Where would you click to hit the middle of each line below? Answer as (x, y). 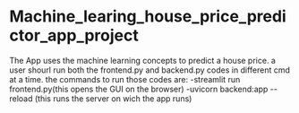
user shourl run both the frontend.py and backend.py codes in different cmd (150, 70)
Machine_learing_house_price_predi (148, 17)
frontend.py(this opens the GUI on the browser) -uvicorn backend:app (139, 89)
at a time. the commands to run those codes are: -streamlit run (125, 79)
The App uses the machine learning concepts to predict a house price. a (142, 60)
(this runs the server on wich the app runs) (113, 98)
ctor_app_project (74, 35)
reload (21, 98)
